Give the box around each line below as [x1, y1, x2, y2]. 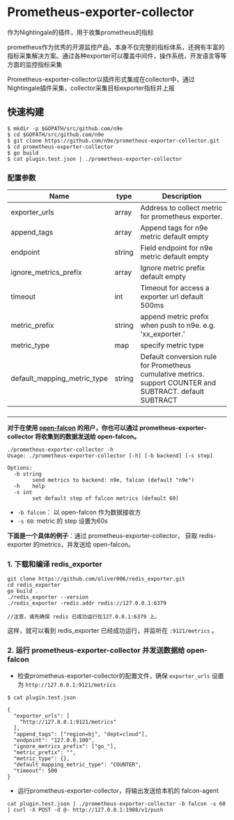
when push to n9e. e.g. [140, 321, 216, 331]
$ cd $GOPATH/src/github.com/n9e [7, 131, 104, 138]
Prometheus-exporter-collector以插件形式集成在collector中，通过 [7, 74, 195, 84]
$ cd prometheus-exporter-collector [7, 143, 114, 150]
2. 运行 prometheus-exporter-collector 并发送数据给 [7, 645, 185, 655]
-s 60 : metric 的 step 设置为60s [17, 517, 108, 525]
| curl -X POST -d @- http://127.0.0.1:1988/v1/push [7, 806, 164, 813]
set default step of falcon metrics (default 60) [32, 495, 179, 502]
